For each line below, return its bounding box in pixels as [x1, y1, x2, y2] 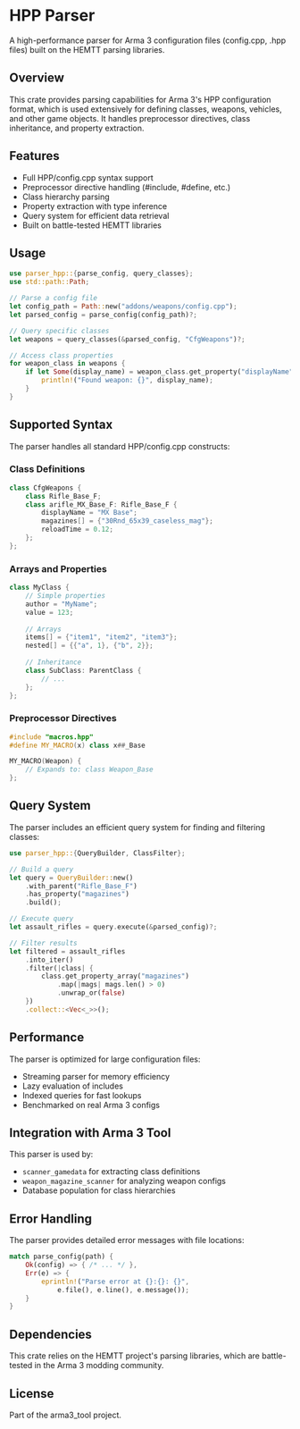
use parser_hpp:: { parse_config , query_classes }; [9, 269, 194, 278]
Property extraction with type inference [21, 200, 168, 211]
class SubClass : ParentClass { [25, 666, 142, 675]
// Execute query [9, 914, 74, 923]
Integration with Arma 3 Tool [9, 1125, 171, 1140]
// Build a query [9, 864, 74, 874]
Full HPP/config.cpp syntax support [21, 172, 154, 183]
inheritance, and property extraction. [9, 122, 145, 133]
